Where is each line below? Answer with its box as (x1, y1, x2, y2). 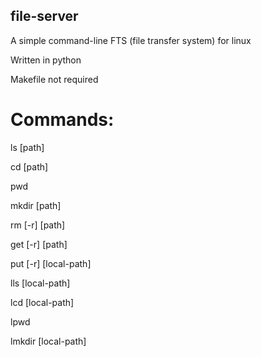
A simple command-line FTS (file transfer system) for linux (10, 34, 252, 46)
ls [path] (10, 141, 45, 153)
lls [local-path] (10, 277, 71, 289)
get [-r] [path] (10, 238, 68, 250)
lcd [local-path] (10, 296, 75, 308)
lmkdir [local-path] (10, 335, 87, 347)
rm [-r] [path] (10, 219, 66, 231)
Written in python (10, 54, 82, 66)
